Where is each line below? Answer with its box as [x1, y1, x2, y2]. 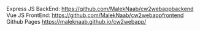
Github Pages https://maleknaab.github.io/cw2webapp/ [6, 18, 147, 25]
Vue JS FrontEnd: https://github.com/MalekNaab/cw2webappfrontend [6, 12, 184, 19]
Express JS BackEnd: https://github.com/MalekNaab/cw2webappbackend [6, 5, 194, 12]
